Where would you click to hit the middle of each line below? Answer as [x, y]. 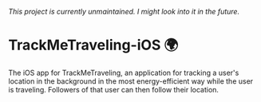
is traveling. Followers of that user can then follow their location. [114, 89]
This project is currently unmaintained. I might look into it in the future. [124, 12]
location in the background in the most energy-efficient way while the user [131, 81]
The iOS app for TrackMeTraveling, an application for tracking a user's [124, 73]
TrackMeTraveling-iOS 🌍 [93, 45]
